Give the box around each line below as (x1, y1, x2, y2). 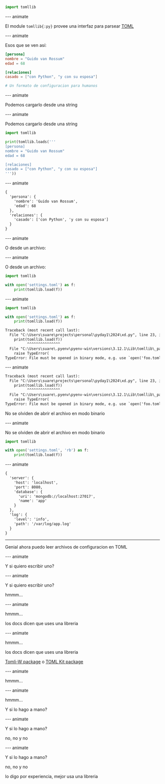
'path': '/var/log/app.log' (14, 521, 71, 526)
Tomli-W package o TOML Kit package (5, 659, 83, 665)
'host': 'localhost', (14, 480, 58, 485)
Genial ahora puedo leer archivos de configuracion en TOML (5, 544, 128, 550)
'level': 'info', (14, 517, 50, 522)
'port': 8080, (14, 485, 43, 489)
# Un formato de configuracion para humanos (5, 83, 98, 88)
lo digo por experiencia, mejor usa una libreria (5, 774, 98, 780)
